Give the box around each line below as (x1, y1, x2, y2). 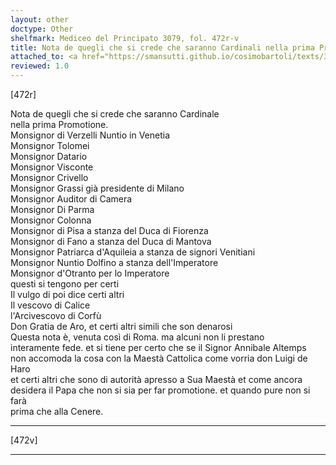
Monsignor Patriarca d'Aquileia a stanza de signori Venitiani (10, 246, 256, 258)
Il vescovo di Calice (10, 299, 91, 311)
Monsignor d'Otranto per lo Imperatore (10, 267, 170, 279)
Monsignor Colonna (10, 214, 92, 226)
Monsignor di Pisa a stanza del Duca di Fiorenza (10, 225, 209, 236)
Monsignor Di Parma (10, 204, 95, 215)
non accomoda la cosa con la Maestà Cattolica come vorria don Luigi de (10, 352, 308, 364)
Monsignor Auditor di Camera (10, 193, 133, 205)
